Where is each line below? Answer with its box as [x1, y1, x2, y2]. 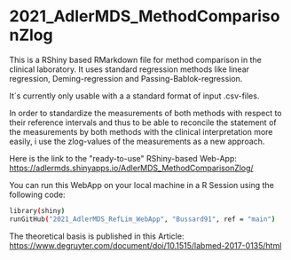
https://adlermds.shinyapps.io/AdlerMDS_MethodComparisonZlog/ [9, 162, 255, 173]
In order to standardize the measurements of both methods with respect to [9, 107, 282, 118]
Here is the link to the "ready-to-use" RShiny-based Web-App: [9, 153, 237, 163]
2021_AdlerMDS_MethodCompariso [9, 6, 280, 27]
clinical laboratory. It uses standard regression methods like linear [9, 64, 250, 75]
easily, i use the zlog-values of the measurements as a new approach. [9, 136, 265, 146]
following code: [9, 189, 66, 200]
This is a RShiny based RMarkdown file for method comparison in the [9, 54, 262, 65]
